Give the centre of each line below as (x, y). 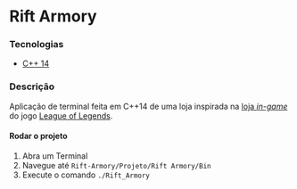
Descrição (32, 86)
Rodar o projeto (38, 136)
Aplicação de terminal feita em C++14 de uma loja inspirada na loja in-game (148, 106)
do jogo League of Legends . (61, 115)
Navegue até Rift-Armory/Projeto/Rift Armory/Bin (116, 165)
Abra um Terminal (55, 156)
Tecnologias (37, 45)
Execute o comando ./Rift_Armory (86, 175)
